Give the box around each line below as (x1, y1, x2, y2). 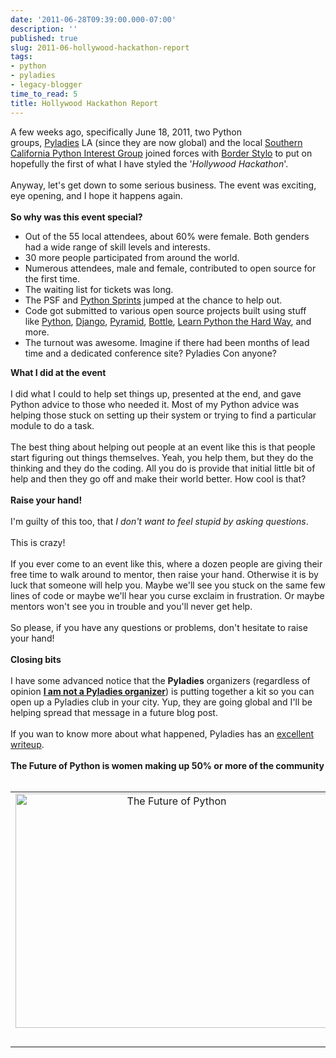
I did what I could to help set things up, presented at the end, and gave (10, 387, 302, 400)
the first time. (24, 272, 80, 285)
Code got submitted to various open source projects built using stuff (24, 304, 307, 316)
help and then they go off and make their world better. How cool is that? (10, 472, 307, 485)
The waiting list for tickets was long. (24, 283, 174, 295)
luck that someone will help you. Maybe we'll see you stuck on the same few (10, 579, 326, 591)
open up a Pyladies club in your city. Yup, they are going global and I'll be (10, 696, 313, 708)
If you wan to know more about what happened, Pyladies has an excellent (10, 727, 315, 740)
